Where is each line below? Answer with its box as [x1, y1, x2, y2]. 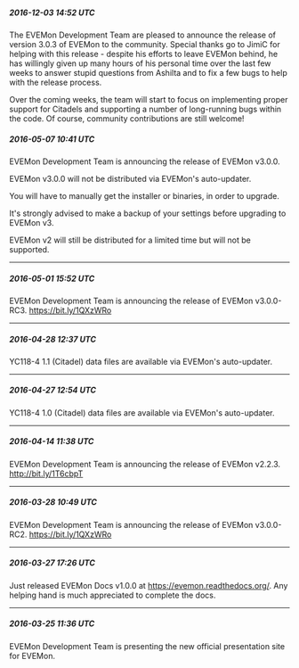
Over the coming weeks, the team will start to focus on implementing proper [9, 94, 288, 104]
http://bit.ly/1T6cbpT [9, 468, 84, 479]
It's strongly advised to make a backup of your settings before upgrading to [9, 208, 287, 219]
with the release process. [9, 77, 102, 87]
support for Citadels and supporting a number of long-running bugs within [9, 103, 282, 114]
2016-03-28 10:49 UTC [9, 497, 98, 507]
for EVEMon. [9, 650, 56, 661]
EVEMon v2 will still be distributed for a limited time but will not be [9, 235, 252, 245]
